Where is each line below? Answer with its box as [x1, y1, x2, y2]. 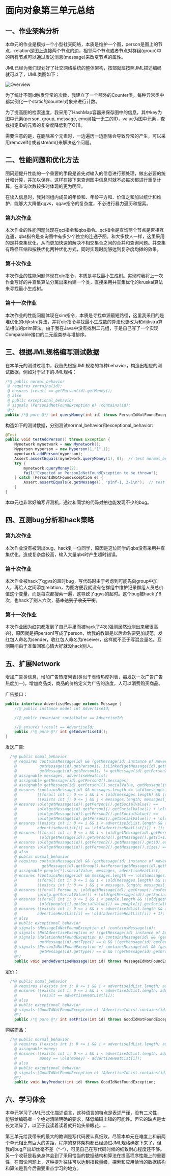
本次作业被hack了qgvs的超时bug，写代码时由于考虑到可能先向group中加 [5, 578, 158, 584]
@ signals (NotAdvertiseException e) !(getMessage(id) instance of [14, 930, 160, 935]
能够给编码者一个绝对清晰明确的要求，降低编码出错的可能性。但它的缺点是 [5, 1116, 161, 1122]
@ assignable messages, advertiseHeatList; [14, 773, 108, 778]
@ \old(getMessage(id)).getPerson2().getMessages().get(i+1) [14, 835, 167, 840]
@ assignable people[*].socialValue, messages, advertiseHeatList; [14, 868, 160, 874]
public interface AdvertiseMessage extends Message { [5, 701, 122, 706]
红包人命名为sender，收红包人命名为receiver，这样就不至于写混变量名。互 [5, 636, 162, 642]
